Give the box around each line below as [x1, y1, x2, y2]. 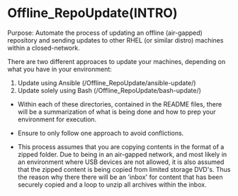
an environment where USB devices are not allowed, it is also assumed [17, 158, 225, 166]
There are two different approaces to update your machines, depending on [7, 57, 226, 65]
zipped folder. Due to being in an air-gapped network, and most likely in [17, 150, 227, 158]
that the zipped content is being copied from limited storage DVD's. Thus [17, 165, 232, 173]
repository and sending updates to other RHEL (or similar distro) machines [7, 36, 224, 44]
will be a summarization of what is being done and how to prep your [17, 107, 216, 116]
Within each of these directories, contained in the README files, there [17, 99, 222, 108]
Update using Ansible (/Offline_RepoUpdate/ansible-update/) [17, 78, 196, 87]
